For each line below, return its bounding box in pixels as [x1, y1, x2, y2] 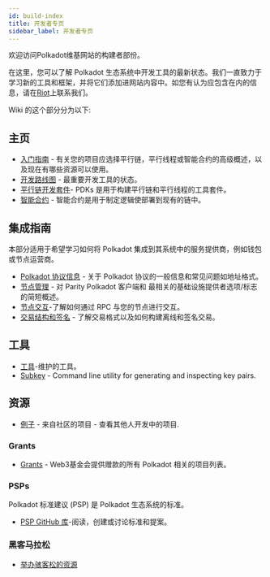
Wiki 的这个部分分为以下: [8, 105, 92, 115]
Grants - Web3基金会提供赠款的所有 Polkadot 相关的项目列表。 [19, 459, 231, 469]
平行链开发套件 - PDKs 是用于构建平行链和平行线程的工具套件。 [19, 184, 231, 195]
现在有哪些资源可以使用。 [27, 164, 114, 175]
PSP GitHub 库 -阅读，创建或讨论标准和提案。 [19, 517, 172, 527]
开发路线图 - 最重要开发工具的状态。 [19, 175, 142, 184]
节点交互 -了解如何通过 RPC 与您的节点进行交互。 [19, 302, 185, 311]
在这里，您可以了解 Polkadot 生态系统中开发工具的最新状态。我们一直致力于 [8, 67, 262, 77]
